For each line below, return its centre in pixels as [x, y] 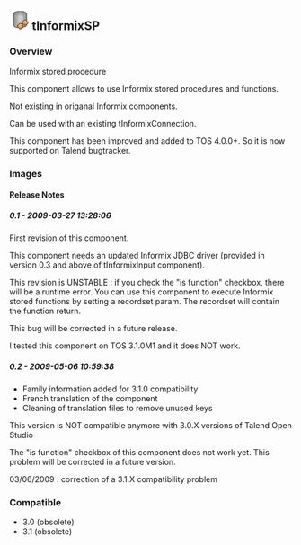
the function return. [45, 311]
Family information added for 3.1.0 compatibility [110, 389]
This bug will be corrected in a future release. [93, 329]
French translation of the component [90, 399]
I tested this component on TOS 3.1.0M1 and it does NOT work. [125, 346]
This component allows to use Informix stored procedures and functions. [144, 88]
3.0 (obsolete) [48, 522]
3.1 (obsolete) [47, 532]
